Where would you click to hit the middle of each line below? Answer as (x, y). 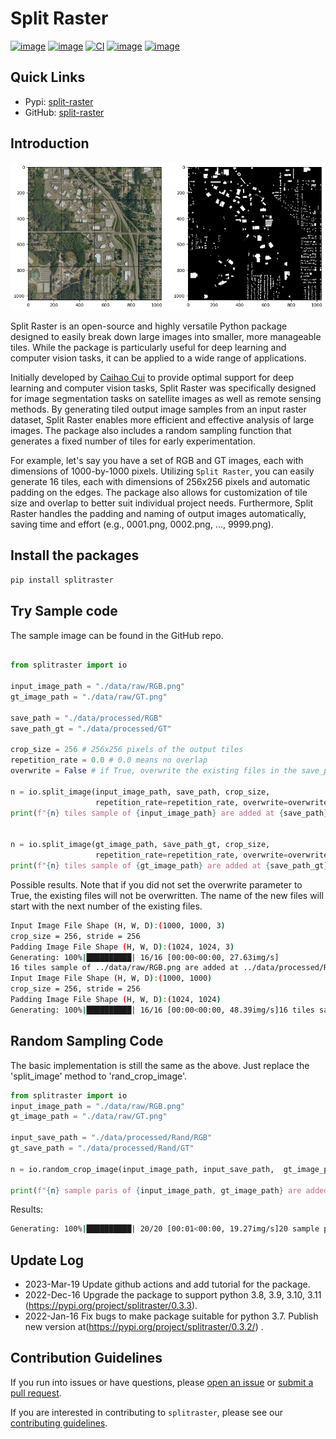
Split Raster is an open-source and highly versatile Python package (149, 326)
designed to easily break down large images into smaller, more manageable (166, 337)
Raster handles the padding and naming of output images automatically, (158, 514)
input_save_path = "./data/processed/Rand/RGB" (111, 1138)
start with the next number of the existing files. (106, 906)
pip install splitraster (62, 580)
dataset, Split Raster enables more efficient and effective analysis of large (162, 420)
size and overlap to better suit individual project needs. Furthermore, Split (161, 503)
